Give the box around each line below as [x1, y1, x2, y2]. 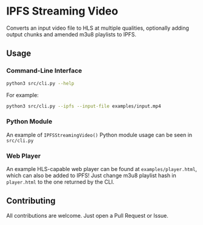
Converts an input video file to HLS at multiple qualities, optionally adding [6, 24, 190, 32]
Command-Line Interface [6, 67, 82, 75]
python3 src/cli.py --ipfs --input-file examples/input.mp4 [6, 103, 162, 109]
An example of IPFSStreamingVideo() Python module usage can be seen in [6, 131, 193, 138]
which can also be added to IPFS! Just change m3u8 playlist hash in [6, 172, 177, 179]
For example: [6, 91, 39, 98]
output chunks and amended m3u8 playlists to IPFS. [6, 30, 136, 38]
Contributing [6, 196, 56, 206]
